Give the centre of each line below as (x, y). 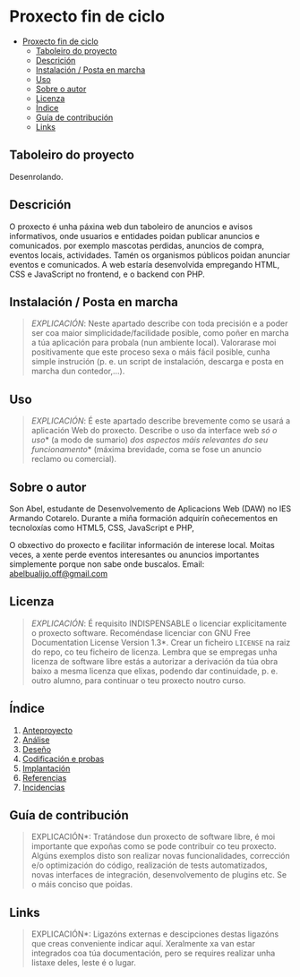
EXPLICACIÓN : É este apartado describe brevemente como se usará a (161, 421)
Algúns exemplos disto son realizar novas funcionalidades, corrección (160, 856)
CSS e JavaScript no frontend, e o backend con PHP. (107, 274)
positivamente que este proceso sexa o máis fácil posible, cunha (150, 352)
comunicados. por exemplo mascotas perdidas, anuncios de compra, (137, 245)
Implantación (46, 768)
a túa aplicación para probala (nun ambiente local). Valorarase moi (154, 343)
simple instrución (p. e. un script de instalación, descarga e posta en (158, 362)
